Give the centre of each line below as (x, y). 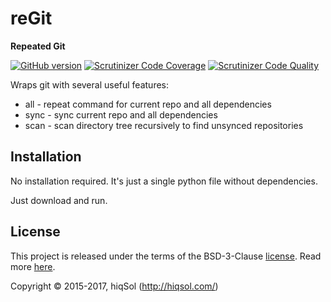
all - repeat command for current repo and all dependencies (148, 104)
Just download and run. (59, 200)
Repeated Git (38, 46)
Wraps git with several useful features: (90, 84)
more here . (33, 266)
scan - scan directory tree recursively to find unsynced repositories (164, 125)
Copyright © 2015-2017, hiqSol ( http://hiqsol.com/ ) (114, 286)
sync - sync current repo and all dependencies (121, 114)
